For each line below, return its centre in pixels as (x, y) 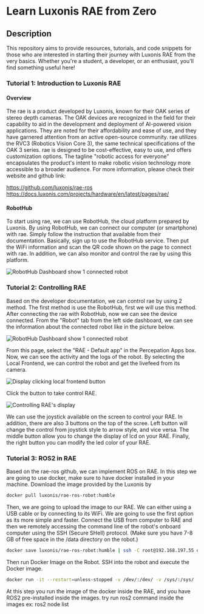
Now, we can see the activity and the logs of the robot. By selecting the (96, 356)
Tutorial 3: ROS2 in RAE (42, 458)
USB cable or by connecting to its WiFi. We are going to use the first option (100, 513)
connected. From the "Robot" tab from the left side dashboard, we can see (100, 320)
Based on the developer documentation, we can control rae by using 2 (94, 301)
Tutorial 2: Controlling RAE (46, 288)
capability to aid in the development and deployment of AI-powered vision (99, 124)
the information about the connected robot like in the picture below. (90, 327)
